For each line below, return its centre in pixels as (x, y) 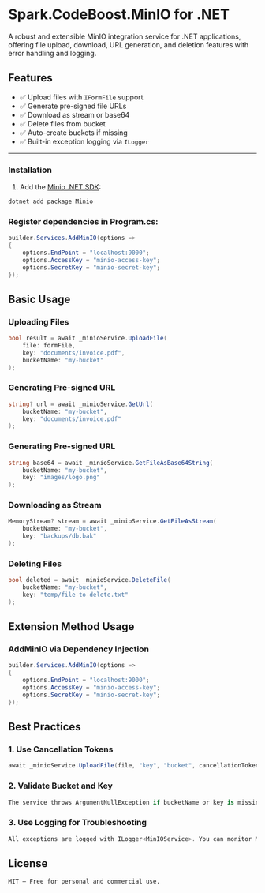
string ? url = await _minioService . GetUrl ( (81, 404)
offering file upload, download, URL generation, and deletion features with (129, 44)
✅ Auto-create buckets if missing (73, 133)
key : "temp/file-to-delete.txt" (75, 595)
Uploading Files (39, 321)
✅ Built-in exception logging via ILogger (84, 141)
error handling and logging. (52, 53)
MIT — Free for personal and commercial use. (84, 882)
